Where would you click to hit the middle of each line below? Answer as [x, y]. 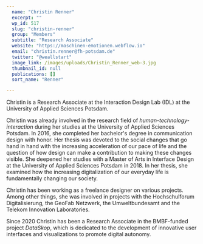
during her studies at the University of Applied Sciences [105, 127]
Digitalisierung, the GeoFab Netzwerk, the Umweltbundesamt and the [93, 203]
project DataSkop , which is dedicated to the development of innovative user [101, 228]
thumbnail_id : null [36, 68]
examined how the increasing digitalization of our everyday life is [88, 172]
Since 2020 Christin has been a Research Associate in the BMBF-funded [97, 222]
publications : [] [34, 74]
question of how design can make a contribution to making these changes [99, 153]
